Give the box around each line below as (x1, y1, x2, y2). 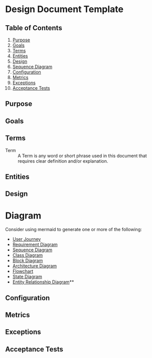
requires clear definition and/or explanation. (18, 158, 108, 164)
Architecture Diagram (12, 263, 57, 269)
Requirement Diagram (12, 242, 58, 248)
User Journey (12, 236, 41, 242)
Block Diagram (12, 258, 43, 264)
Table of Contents (5, 24, 63, 32)
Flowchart (12, 268, 34, 274)
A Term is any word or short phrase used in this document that (18, 153, 147, 159)
